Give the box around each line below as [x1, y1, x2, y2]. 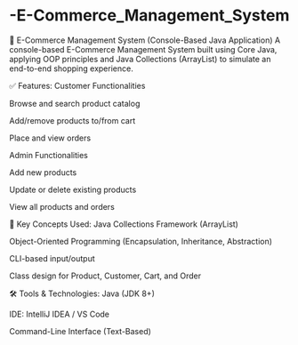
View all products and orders [9, 201, 116, 212]
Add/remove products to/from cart [9, 115, 136, 125]
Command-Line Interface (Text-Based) [9, 325, 151, 336]
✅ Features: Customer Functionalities [9, 80, 146, 91]
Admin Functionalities [9, 149, 89, 160]
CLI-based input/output [9, 253, 95, 263]
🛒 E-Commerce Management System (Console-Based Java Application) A [9, 35, 281, 45]
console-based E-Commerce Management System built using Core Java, [9, 44, 278, 54]
